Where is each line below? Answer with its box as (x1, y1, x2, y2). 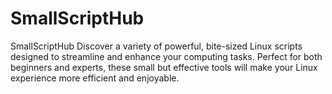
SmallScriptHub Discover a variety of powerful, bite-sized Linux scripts (10, 40, 303, 52)
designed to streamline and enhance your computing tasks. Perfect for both (10, 50, 323, 62)
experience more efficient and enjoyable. (10, 72, 180, 84)
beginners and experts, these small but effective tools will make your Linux (10, 61, 318, 73)
